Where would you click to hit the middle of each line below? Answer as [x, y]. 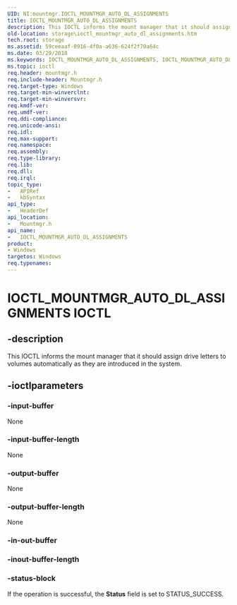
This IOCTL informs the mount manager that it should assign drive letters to [117, 356]
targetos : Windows [34, 257]
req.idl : [20, 132]
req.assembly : [28, 152]
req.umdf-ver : [28, 112]
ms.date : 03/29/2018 [38, 54]
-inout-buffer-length [43, 560]
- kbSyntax [26, 198]
